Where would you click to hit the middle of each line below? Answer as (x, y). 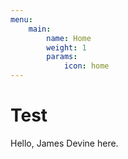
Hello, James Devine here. (64, 143)
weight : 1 (66, 47)
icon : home (86, 66)
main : (40, 29)
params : (62, 57)
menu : (21, 19)
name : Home (69, 38)
